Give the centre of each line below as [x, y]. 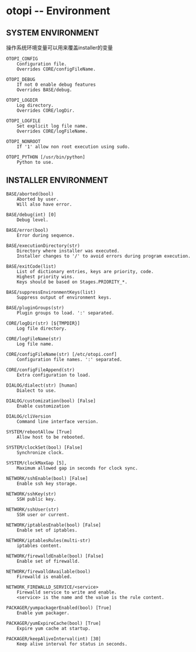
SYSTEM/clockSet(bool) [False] [44, 447]
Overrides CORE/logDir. [46, 111]
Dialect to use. [37, 390]
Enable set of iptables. [47, 530]
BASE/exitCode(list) [31, 266]
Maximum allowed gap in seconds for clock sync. [77, 468]
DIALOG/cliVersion [29, 416]
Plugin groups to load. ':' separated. [66, 313]
